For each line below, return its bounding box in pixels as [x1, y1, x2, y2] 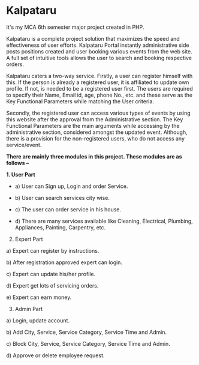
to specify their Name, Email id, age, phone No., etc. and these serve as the [6, 91, 193, 98]
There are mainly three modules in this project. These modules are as [6, 152, 182, 160]
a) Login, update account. [6, 316, 70, 324]
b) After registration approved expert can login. [6, 259, 123, 266]
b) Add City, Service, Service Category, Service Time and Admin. [6, 328, 167, 336]
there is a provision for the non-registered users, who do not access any [6, 134, 185, 142]
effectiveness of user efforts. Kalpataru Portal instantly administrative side [6, 41, 189, 49]
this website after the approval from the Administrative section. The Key [6, 115, 183, 123]
